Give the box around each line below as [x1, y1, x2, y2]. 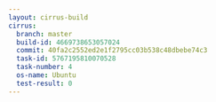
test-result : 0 [16, 79, 73, 88]
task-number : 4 [16, 63, 73, 72]
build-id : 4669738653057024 [16, 37, 121, 47]
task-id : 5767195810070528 [16, 54, 116, 63]
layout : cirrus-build [8, 12, 89, 22]
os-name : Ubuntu [16, 71, 76, 80]
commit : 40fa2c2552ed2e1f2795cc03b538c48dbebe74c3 [16, 46, 208, 55]
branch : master [16, 29, 73, 38]
